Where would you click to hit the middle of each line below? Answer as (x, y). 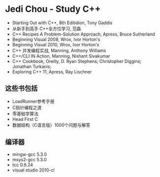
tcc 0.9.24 (23, 165)
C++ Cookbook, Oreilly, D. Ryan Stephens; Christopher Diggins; (77, 61)
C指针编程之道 (27, 107)
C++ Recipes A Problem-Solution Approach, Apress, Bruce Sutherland (83, 34)
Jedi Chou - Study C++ (53, 9)
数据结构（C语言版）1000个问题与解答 (51, 125)
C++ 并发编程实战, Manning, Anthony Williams (59, 50)
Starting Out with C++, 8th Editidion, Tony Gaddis (62, 23)
